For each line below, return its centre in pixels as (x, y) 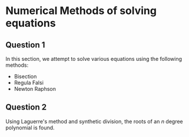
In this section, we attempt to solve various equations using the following (94, 59)
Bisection (25, 76)
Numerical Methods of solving (81, 11)
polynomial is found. (30, 128)
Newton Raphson (35, 89)
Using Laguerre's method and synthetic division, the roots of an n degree (94, 121)
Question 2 (26, 107)
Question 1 (25, 45)
